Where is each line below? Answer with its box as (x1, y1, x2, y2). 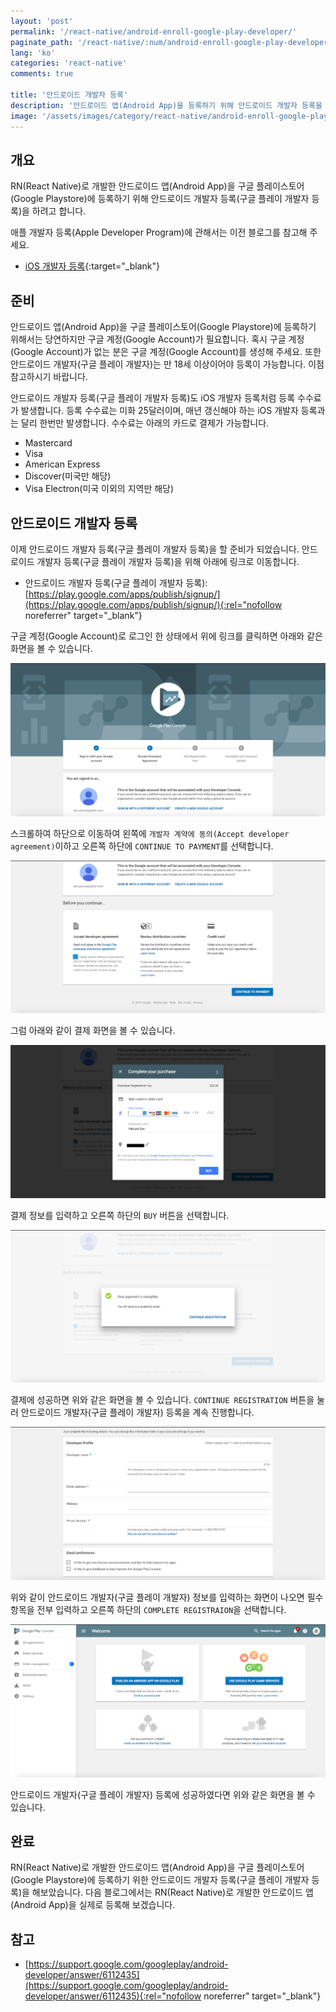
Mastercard (24, 437, 73, 449)
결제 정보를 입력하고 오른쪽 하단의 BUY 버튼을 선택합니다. (10, 1209, 230, 1221)
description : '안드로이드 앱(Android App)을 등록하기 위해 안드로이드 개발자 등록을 (10, 100, 323, 110)
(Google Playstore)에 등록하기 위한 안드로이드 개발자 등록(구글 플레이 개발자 (10, 1874, 310, 1886)
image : (10, 111, 38, 121)
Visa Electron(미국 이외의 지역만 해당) (24, 483, 175, 495)
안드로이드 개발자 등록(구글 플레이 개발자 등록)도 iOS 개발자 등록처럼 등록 (10, 392, 296, 404)
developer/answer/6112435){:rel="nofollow (24, 1990, 202, 2002)
